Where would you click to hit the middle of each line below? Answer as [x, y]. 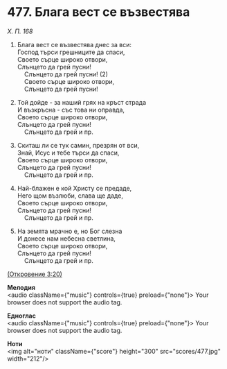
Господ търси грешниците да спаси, [71, 52]
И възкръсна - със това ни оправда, [71, 110]
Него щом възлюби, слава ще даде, [70, 196]
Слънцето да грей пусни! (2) [66, 74]
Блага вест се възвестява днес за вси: [74, 44]
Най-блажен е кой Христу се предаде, [74, 188]
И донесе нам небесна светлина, [66, 238]
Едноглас [21, 316]
